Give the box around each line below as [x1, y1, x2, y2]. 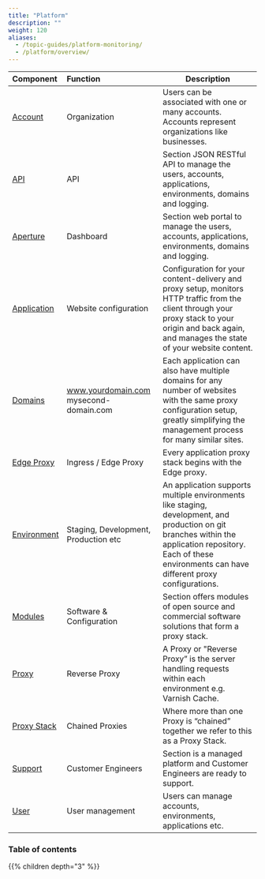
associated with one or [162, 96, 247, 107]
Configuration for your [162, 264, 245, 274]
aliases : [8, 33, 37, 42]
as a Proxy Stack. [162, 735, 227, 746]
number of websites [162, 385, 237, 396]
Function [66, 73, 101, 84]
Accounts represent [162, 116, 237, 127]
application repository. [162, 539, 246, 550]
